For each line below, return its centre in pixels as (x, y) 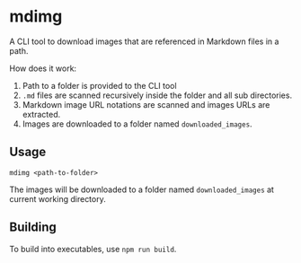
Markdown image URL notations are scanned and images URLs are (146, 104)
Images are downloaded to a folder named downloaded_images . (137, 124)
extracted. (41, 114)
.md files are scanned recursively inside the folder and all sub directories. (157, 95)
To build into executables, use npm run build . (93, 249)
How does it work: (43, 68)
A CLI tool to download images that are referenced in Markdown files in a (144, 41)
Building (33, 228)
